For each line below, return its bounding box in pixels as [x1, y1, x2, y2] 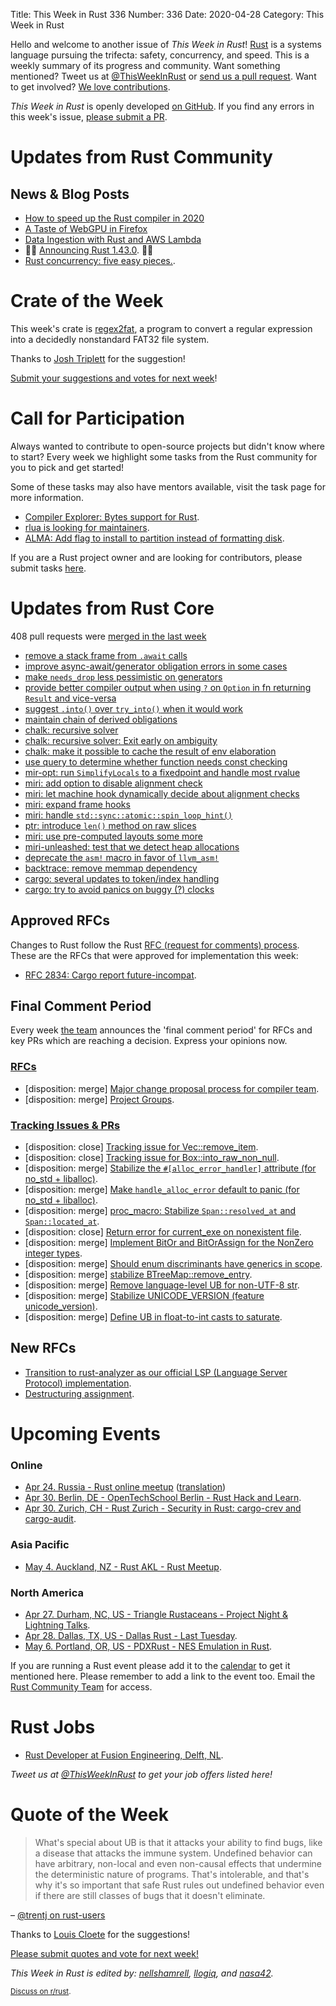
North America [10, 1585, 84, 1599]
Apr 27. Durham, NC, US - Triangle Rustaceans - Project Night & [24, 1608, 288, 1620]
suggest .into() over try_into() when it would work [24, 702, 243, 714]
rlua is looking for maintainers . [24, 521, 150, 533]
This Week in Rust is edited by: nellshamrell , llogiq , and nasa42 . [10, 1967, 274, 1979]
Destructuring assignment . [24, 1387, 135, 1399]
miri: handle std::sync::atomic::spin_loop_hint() [24, 809, 233, 821]
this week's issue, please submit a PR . [10, 111, 168, 123]
